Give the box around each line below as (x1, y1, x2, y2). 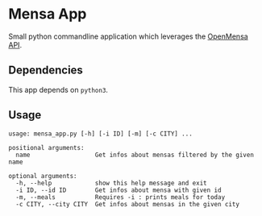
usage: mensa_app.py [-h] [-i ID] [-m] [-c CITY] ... (8, 130, 193, 138)
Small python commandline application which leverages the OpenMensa (8, 31, 248, 41)
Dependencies (8, 64, 83, 77)
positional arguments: (8, 143, 85, 152)
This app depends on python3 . (8, 85, 109, 94)
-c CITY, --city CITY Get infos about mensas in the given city (15, 200, 240, 208)
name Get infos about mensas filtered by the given (15, 151, 254, 159)
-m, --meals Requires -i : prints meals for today (15, 193, 226, 201)
